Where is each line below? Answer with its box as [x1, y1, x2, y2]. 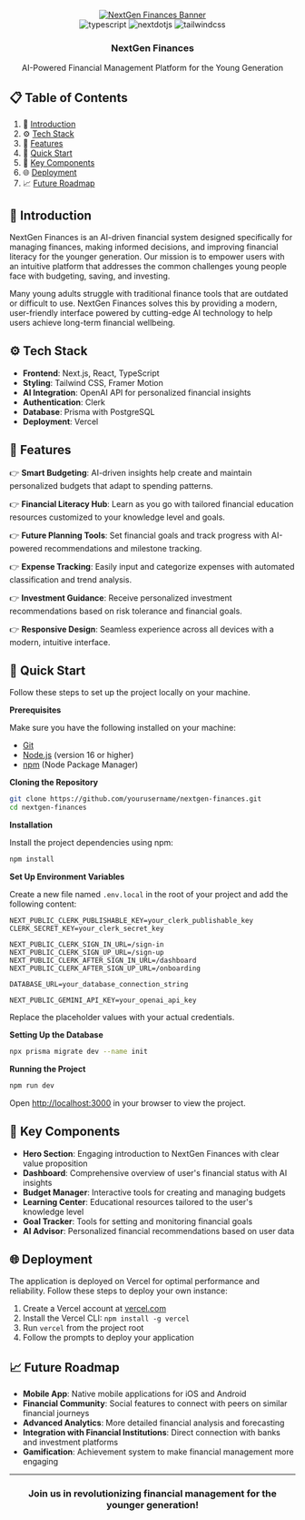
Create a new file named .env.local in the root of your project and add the [9, 888, 289, 899]
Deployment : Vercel [22, 416, 99, 427]
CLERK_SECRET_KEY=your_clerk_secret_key [9, 924, 165, 933]
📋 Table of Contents [9, 90, 129, 106]
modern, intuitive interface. [9, 636, 111, 647]
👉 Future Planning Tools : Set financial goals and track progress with [9, 530, 270, 541]
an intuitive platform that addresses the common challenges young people [9, 260, 288, 271]
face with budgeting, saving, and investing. [9, 270, 171, 281]
